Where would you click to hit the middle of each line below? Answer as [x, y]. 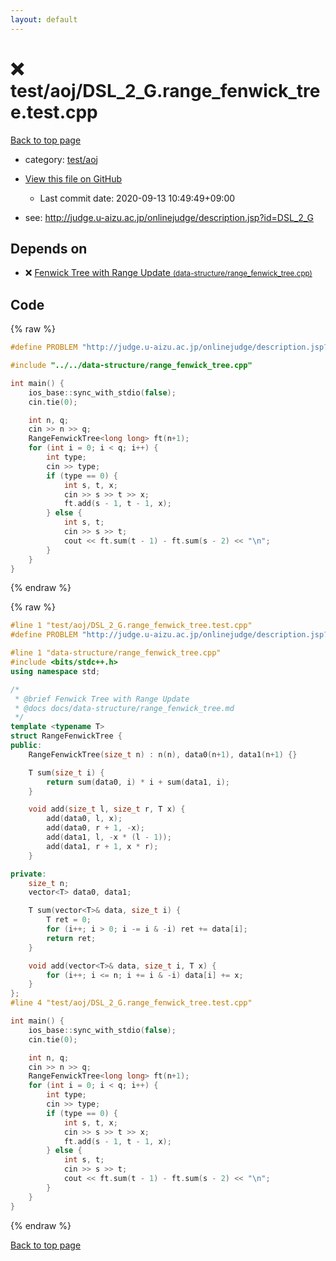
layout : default [44, 19]
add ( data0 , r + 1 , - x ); [95, 828]
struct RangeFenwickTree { [66, 736]
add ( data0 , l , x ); [84, 819]
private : [28, 874]
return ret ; [71, 938]
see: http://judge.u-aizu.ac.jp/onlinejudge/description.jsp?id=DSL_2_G [169, 217]
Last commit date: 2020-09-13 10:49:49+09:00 [137, 198]
